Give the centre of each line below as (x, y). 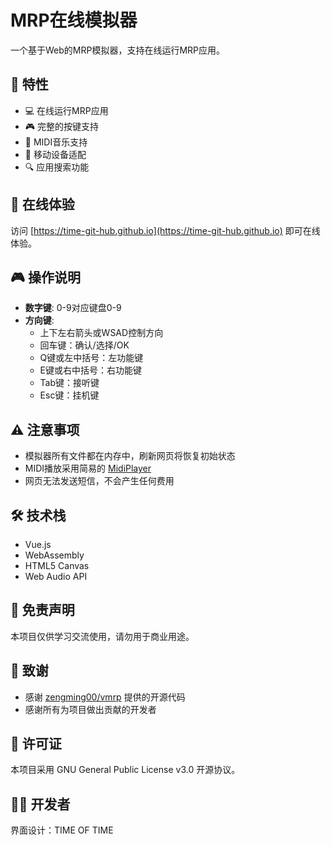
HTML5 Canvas (57, 565)
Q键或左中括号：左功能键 (91, 358)
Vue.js (38, 544)
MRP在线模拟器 (74, 20)
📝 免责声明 (42, 610)
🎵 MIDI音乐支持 (56, 142)
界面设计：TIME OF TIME (62, 830)
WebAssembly (54, 555)
